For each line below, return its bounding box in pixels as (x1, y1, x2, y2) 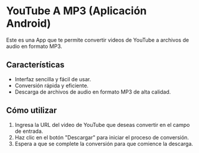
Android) (6, 17, 52, 30)
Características (6, 60, 65, 70)
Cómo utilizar (6, 106, 58, 116)
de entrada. (14, 128, 43, 135)
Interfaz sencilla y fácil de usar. (14, 75, 91, 82)
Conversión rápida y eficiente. (14, 82, 89, 89)
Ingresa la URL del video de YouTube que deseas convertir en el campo (14, 121, 190, 128)
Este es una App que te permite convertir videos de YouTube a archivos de (6, 36, 189, 43)
